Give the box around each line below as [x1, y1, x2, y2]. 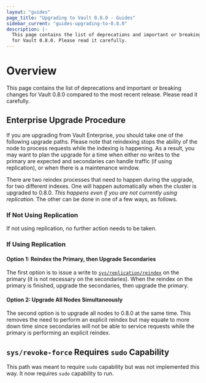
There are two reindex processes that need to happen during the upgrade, [6, 176, 194, 183]
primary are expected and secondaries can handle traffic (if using [6, 157, 172, 164]
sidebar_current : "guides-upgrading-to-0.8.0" [6, 20, 128, 26]
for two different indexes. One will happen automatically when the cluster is [6, 182, 197, 190]
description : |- [6, 26, 48, 33]
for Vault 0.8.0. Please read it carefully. [12, 37, 128, 44]
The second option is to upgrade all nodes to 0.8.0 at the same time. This [6, 309, 191, 317]
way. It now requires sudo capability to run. [6, 369, 114, 377]
